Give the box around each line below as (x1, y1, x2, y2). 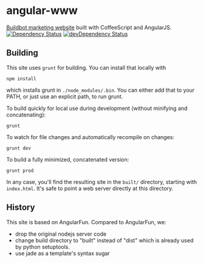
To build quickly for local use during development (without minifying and (6, 104, 188, 112)
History (6, 202, 35, 213)
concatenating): (6, 111, 46, 118)
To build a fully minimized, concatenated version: (6, 155, 129, 163)
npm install (6, 75, 36, 82)
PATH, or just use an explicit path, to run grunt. (6, 92, 123, 100)
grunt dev (6, 145, 32, 151)
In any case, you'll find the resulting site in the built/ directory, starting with (6, 178, 198, 185)
